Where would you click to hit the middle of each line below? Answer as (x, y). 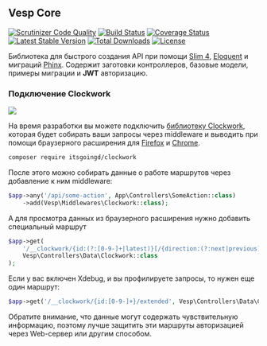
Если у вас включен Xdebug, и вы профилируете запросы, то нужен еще (132, 278)
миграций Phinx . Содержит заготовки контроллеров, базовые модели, (128, 64)
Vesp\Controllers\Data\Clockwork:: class (90, 256)
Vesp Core (35, 13)
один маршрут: (34, 287)
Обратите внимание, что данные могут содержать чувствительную (123, 317)
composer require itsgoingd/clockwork (72, 157)
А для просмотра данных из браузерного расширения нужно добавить (130, 218)
